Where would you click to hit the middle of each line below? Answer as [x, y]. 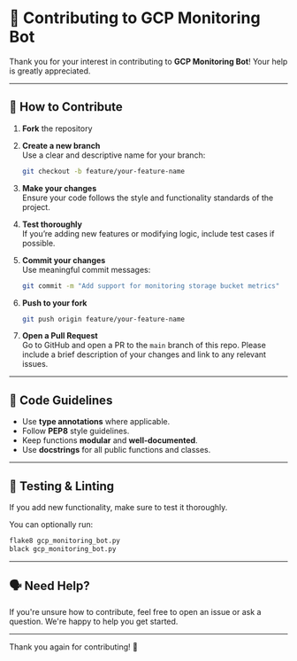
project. [36, 206]
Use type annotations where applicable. [96, 422]
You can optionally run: [51, 525]
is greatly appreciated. [50, 71]
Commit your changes [64, 260]
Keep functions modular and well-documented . [110, 440]
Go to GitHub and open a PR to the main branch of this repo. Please [144, 346]
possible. [38, 243]
